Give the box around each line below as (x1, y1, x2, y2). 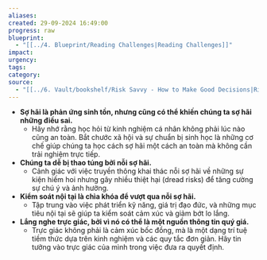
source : (8, 78, 34, 86)
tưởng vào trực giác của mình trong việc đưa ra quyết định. (31, 243, 225, 252)
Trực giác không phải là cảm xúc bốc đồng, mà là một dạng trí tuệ (31, 226, 248, 235)
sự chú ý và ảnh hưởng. (31, 184, 109, 193)
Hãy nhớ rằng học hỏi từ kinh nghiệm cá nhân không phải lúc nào (31, 124, 246, 134)
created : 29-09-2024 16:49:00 (8, 19, 109, 27)
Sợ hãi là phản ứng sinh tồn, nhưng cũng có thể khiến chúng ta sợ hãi (19, 107, 252, 117)
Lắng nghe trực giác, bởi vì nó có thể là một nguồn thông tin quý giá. (19, 217, 250, 227)
